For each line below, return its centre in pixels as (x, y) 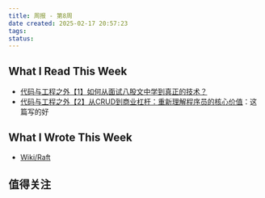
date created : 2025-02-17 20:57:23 (68, 23)
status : (21, 38)
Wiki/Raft (35, 157)
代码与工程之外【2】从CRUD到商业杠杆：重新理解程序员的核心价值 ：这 (139, 102)
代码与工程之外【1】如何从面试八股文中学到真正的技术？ (114, 92)
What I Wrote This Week (71, 138)
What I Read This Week (68, 71)
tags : (17, 31)
